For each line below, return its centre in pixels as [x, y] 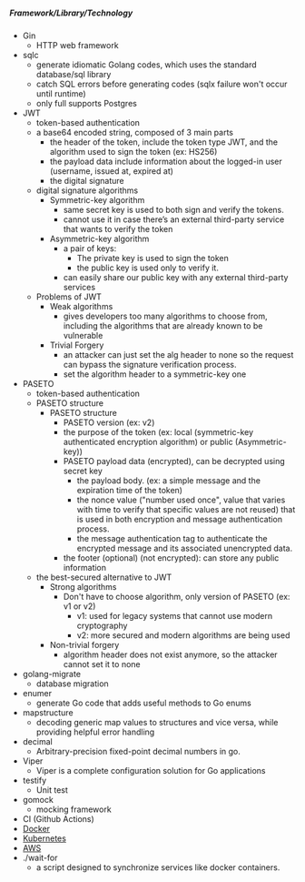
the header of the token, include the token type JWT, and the [164, 142]
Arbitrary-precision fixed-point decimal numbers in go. [138, 751]
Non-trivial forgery [84, 644]
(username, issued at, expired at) [112, 171]
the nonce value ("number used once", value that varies [181, 500]
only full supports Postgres [87, 103]
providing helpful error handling [95, 732]
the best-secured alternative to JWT [104, 577]
